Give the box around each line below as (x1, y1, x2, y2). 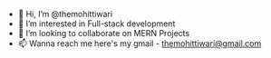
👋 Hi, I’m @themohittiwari (17, 9, 113, 19)
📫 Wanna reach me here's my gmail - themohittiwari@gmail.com (17, 38, 262, 49)
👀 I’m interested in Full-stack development (17, 18, 176, 29)
